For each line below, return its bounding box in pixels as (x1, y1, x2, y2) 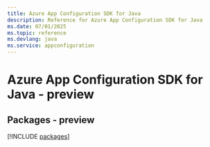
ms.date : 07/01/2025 (7, 23, 67, 30)
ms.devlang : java (7, 36, 58, 43)
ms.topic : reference (7, 29, 67, 37)
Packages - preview (7, 114, 95, 126)
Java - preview (7, 87, 95, 102)
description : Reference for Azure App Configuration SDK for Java (7, 17, 203, 23)
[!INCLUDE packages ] (7, 133, 70, 140)
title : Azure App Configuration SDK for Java (7, 10, 141, 17)
